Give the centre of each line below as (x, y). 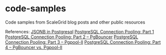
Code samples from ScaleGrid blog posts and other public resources (75, 22)
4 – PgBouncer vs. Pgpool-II (34, 47)
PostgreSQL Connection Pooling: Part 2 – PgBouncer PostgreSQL (72, 37)
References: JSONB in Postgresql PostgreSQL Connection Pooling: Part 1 (80, 31)
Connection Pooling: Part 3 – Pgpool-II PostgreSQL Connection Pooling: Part (83, 42)
